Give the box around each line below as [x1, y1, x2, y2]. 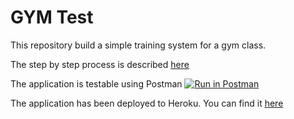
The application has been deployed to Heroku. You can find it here [10, 97, 284, 109]
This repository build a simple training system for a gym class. [10, 39, 267, 51]
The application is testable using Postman [10, 77, 183, 90]
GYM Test [10, 6, 94, 29]
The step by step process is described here [10, 58, 190, 70]
